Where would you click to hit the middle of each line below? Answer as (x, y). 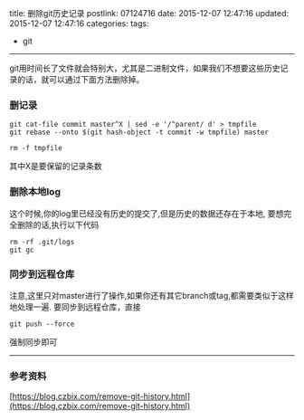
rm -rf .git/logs (42, 242)
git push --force (42, 324)
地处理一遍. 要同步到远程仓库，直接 (75, 307)
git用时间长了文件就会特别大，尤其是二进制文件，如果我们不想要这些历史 (145, 68)
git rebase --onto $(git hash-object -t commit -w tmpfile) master (139, 133)
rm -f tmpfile (36, 148)
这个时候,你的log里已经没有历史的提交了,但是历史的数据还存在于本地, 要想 (147, 213)
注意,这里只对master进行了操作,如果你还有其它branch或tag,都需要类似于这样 (152, 295)
